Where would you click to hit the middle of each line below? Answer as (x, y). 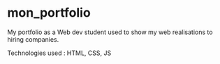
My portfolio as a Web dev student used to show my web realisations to (110, 32)
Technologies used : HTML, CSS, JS (59, 53)
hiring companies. (33, 39)
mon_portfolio (49, 13)
